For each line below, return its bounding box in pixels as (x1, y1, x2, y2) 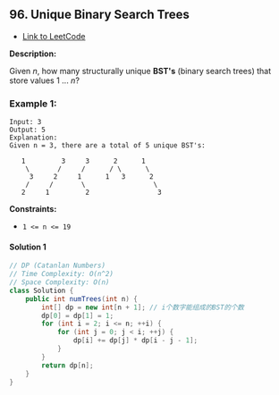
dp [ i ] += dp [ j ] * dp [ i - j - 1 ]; (72, 336, 199, 345)
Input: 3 (9, 118, 42, 127)
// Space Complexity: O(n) (9, 278, 110, 287)
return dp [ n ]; (41, 361, 94, 370)
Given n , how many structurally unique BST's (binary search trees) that (9, 65, 272, 76)
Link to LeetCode (21, 30, 86, 41)
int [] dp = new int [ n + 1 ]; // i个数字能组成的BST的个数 (41, 303, 244, 312)
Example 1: (9, 97, 57, 110)
